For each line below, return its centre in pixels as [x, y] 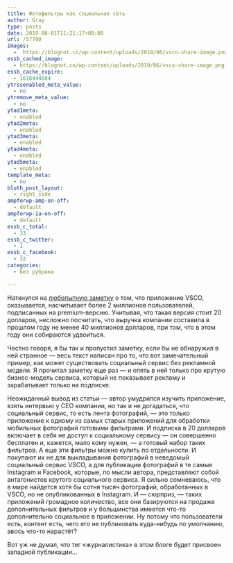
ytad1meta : [23, 110]
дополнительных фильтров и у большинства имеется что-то [96, 509]
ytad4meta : [23, 149]
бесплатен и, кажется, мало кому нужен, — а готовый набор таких [106, 442]
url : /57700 [24, 40]
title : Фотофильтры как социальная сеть [67, 14]
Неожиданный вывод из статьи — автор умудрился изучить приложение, [116, 398]
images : [18, 46]
